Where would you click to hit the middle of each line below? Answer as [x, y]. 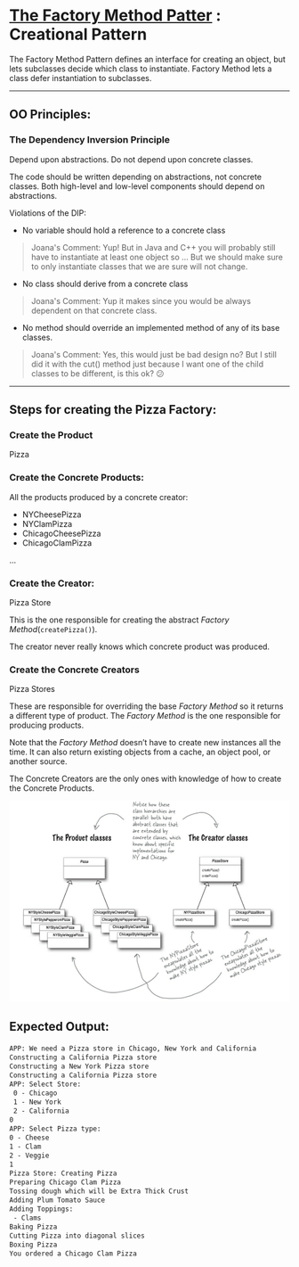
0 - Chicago [35, 1093]
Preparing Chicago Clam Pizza [65, 1182]
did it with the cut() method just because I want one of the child [147, 364]
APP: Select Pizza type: [55, 1129]
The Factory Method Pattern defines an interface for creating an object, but [148, 59]
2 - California [41, 1111]
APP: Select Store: [45, 1084]
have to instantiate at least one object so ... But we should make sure [157, 257]
